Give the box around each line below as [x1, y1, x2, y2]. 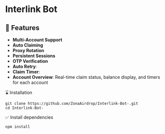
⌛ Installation [5, 89, 33, 95]
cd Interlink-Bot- [5, 105, 44, 110]
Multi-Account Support [12, 37, 62, 43]
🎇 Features [5, 24, 40, 32]
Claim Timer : [12, 69, 40, 75]
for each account [12, 79, 48, 85]
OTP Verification [12, 58, 48, 64]
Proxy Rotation [12, 48, 44, 53]
